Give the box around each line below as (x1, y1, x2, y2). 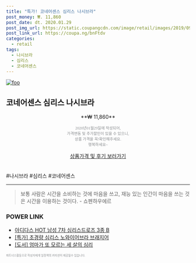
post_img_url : (6, 25, 41, 31)
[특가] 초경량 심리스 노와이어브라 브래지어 (14, 234, 109, 241)
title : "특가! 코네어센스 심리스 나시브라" (6, 8, 96, 15)
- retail (11, 42, 33, 47)
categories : (6, 36, 35, 42)
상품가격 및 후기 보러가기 (69, 153, 127, 160)
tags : (6, 47, 19, 53)
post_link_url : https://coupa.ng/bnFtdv (6, 30, 106, 36)
